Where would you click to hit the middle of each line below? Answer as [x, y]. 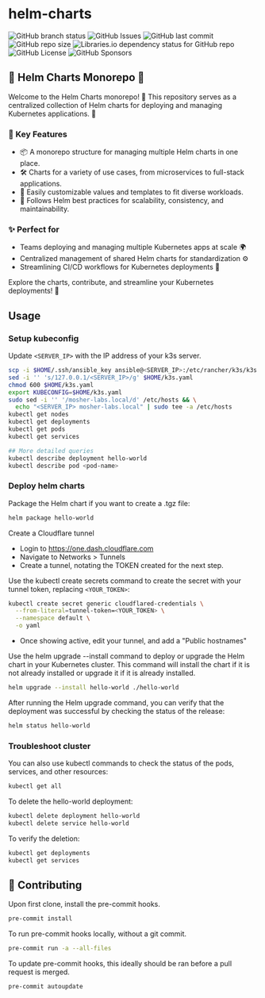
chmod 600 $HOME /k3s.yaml [51, 385]
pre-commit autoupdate [46, 987]
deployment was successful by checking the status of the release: [117, 711]
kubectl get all [35, 786]
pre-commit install [40, 919]
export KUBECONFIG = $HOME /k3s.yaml [65, 392]
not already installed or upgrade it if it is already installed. [102, 673]
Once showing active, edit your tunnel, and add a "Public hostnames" [133, 641]
